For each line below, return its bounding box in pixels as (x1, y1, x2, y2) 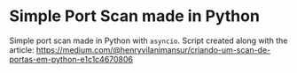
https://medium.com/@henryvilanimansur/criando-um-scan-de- (35, 44, 271, 55)
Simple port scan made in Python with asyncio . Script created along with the (9, 35, 288, 46)
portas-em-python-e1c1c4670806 (9, 54, 134, 64)
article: (9, 44, 35, 55)
